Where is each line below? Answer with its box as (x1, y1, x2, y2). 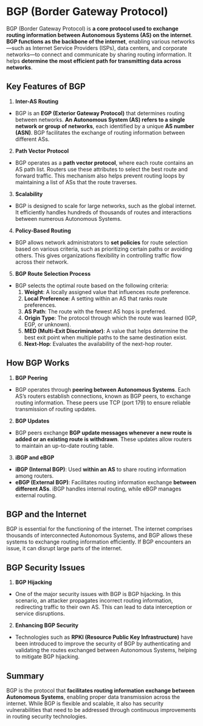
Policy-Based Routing (15, 227, 71, 234)
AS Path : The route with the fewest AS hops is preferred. (24, 307, 167, 315)
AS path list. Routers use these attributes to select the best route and (15, 165, 188, 173)
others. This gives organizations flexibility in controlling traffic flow (15, 251, 182, 259)
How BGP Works (6, 358, 70, 368)
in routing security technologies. (6, 713, 88, 720)
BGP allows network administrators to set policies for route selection (15, 239, 188, 246)
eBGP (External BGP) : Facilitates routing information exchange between (15, 478, 196, 486)
